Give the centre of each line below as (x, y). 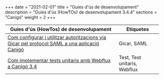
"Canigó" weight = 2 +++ (31, 17)
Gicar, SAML (133, 43)
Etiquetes (138, 29)
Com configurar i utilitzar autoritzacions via (57, 37)
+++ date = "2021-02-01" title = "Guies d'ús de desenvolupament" (72, 7)
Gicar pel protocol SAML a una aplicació (53, 43)
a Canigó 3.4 (22, 66)
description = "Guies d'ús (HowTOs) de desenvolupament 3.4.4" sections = (81, 12)
